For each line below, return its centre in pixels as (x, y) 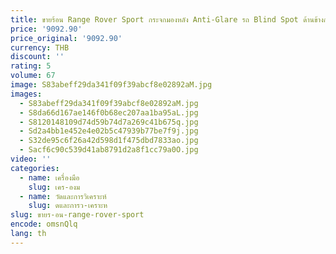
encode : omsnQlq (44, 224)
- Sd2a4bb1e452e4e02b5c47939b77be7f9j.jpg (109, 131)
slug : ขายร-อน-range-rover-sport (77, 215)
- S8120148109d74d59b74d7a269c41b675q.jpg (109, 122)
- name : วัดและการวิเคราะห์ (63, 196)
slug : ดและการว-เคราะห (68, 206)
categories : (35, 168)
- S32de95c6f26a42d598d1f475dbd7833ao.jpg (109, 141)
